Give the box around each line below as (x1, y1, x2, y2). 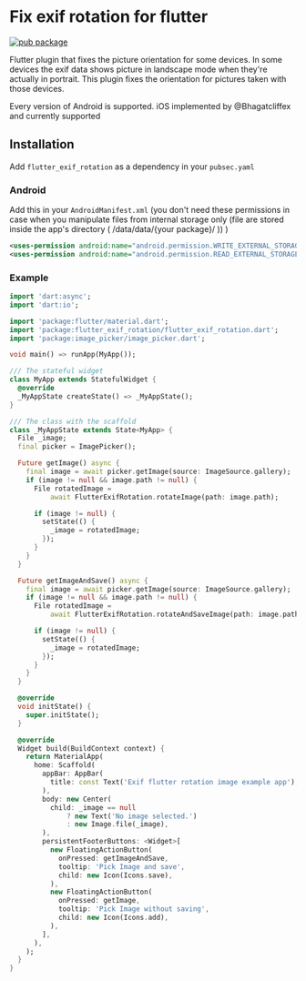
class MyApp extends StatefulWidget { (9, 375, 157, 384)
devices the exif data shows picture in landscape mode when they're (9, 64, 268, 75)
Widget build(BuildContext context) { (17, 743, 166, 753)
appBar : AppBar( (42, 769, 104, 779)
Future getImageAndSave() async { (17, 576, 148, 585)
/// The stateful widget (9, 367, 104, 376)
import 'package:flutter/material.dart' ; (9, 317, 169, 326)
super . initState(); (25, 710, 100, 720)
